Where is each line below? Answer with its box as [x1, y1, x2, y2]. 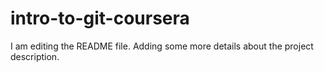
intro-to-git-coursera [10, 7, 190, 30]
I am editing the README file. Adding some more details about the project [10, 40, 314, 52]
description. [10, 50, 60, 62]
